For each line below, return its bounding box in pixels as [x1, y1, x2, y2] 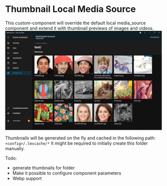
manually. [5, 145, 25, 151]
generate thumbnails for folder [12, 165, 75, 171]
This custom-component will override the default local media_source [5, 20, 146, 26]
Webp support [12, 175, 42, 181]
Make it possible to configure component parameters [12, 170, 122, 176]
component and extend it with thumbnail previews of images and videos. [5, 25, 154, 31]
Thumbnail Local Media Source [5, 3, 136, 15]
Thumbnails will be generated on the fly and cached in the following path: [5, 135, 156, 141]
